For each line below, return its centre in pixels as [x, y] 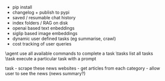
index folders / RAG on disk [40, 23]
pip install [22, 7]
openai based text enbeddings [43, 28]
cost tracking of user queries [42, 44]
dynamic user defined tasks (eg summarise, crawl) [64, 39]
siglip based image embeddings [45, 33]
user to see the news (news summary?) [45, 73]
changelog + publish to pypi [41, 12]
